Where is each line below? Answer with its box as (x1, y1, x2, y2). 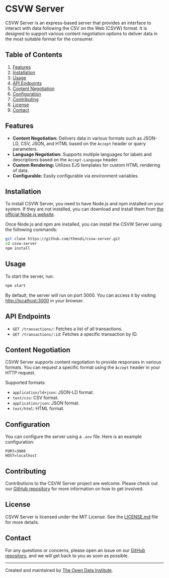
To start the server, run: (5, 273, 54, 279)
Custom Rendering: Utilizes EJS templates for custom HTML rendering (12, 162, 160, 168)
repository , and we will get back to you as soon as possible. (5, 552, 129, 559)
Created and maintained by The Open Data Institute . (5, 567, 113, 573)
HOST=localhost (5, 453, 37, 458)
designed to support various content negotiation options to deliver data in (5, 30, 158, 36)
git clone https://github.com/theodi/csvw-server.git (5, 236, 121, 242)
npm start (5, 283, 26, 288)
